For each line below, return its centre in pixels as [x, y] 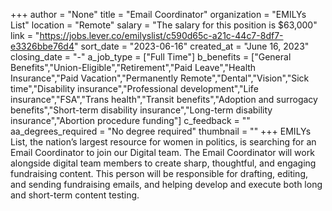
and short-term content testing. [75, 195]
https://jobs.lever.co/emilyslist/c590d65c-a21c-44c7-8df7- [161, 35]
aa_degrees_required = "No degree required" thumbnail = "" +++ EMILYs [161, 131]
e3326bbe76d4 [42, 46]
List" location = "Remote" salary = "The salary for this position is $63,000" [164, 25]
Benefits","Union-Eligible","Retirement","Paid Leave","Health [133, 67]
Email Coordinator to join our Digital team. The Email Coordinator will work [162, 152]
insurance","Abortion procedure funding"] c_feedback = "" [130, 120]
